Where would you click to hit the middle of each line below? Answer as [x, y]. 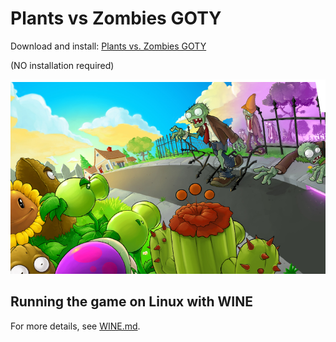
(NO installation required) [62, 65]
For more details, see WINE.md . [75, 326]
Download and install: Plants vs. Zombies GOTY [108, 46]
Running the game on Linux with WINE [131, 302]
